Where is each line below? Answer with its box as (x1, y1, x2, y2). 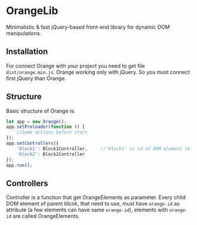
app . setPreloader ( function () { (6, 124, 85, 130)
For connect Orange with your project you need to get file (6, 62, 145, 69)
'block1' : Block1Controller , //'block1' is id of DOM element (16, 145, 182, 152)
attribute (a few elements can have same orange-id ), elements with (6, 206, 168, 213)
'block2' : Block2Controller (16, 151, 85, 157)
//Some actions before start (16, 129, 88, 135)
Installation (6, 47, 48, 57)
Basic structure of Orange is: (6, 107, 76, 114)
